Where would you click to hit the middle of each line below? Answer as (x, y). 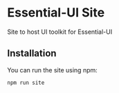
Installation (32, 53)
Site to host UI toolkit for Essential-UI (60, 32)
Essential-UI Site (56, 13)
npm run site (26, 83)
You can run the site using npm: (53, 70)
